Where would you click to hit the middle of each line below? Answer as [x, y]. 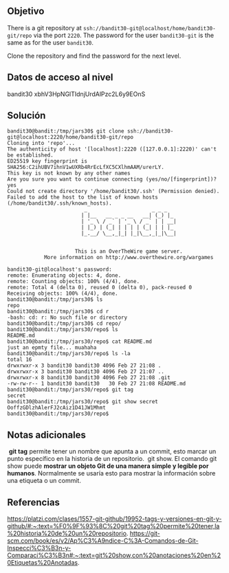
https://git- [145, 533]
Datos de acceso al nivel [60, 77]
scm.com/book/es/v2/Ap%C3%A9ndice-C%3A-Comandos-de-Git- [103, 541]
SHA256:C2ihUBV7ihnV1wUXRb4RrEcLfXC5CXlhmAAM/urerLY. [86, 168]
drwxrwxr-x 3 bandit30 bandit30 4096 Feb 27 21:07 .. [86, 372]
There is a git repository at [45, 27]
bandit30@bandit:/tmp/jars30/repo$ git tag [70, 390]
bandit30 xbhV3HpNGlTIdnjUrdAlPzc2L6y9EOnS [76, 94]
